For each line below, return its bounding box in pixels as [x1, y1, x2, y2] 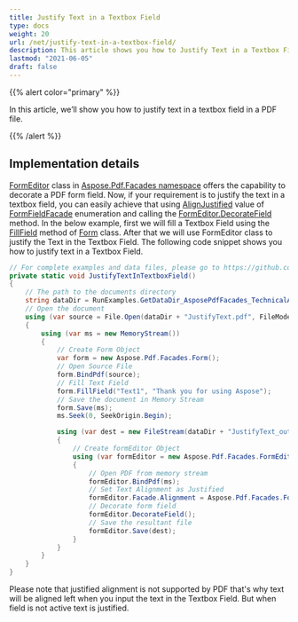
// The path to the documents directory [25, 287, 176, 297]
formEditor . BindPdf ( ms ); [88, 476, 180, 486]
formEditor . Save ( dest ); [88, 526, 176, 535]
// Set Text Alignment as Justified [88, 485, 224, 494]
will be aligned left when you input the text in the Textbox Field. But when [9, 594, 277, 604]
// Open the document [25, 304, 105, 313]
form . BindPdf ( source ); [56, 370, 141, 380]
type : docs [9, 21, 50, 30]
